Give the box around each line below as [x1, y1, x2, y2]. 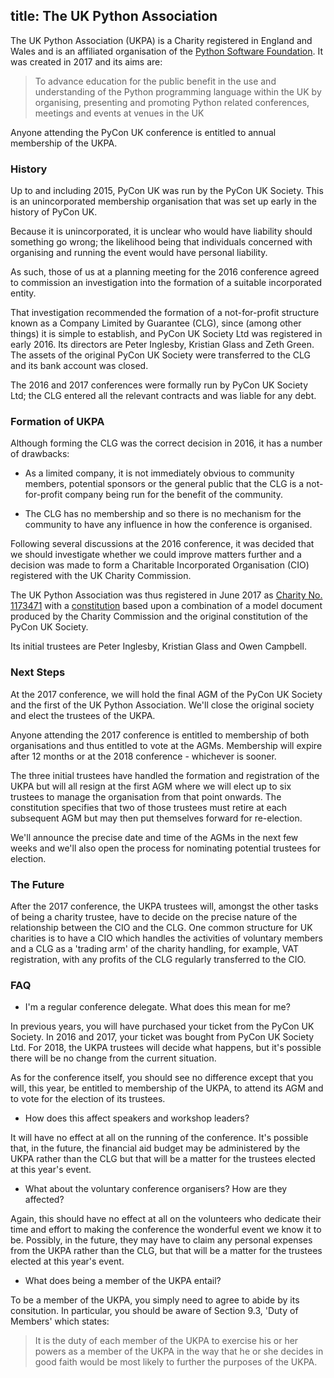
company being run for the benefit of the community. [64, 489, 284, 501]
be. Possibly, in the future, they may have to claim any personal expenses [10, 1234, 313, 1246]
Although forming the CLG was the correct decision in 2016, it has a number [10, 437, 323, 449]
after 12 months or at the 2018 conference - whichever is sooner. [10, 750, 277, 762]
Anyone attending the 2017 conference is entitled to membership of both [10, 729, 310, 741]
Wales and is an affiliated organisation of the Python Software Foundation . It [10, 45, 323, 57]
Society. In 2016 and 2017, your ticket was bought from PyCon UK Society [10, 1031, 315, 1043]
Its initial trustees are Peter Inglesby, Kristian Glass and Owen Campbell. [10, 640, 307, 653]
